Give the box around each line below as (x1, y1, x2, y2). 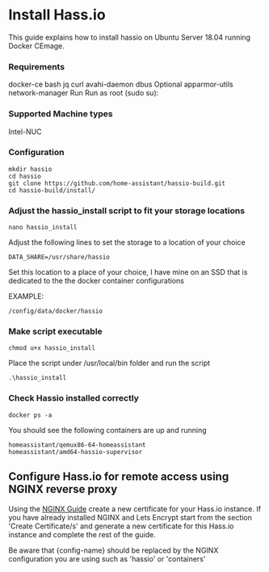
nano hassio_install (8, 224, 78, 232)
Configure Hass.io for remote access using (8, 470, 229, 484)
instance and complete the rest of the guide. (8, 529, 156, 539)
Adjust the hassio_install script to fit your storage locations (8, 204, 245, 216)
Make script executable (8, 326, 103, 337)
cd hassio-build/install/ (8, 186, 95, 195)
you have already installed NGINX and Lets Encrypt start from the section (8, 512, 253, 522)
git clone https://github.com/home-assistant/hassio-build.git (8, 179, 226, 187)
